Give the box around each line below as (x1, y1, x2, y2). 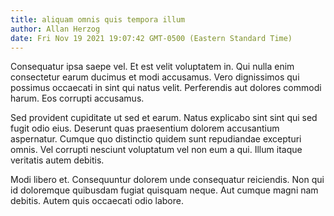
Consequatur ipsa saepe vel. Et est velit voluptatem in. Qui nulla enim (10, 61, 295, 73)
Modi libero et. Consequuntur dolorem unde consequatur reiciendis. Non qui (10, 174, 325, 186)
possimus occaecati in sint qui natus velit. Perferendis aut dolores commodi (10, 82, 322, 94)
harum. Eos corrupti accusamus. (10, 92, 145, 105)
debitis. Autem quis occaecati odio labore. (10, 195, 184, 207)
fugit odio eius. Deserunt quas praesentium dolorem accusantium (10, 122, 280, 135)
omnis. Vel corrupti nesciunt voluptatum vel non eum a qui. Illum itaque (10, 144, 303, 156)
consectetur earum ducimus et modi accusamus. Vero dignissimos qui (10, 71, 300, 83)
